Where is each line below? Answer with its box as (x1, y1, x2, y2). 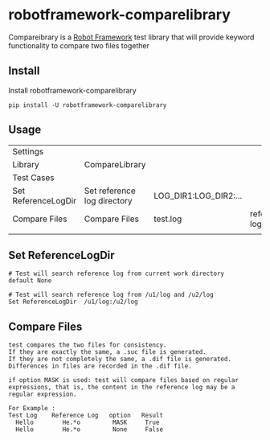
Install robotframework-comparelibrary (8, 85, 137, 95)
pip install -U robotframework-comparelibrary (8, 101, 167, 109)
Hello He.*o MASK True (15, 418, 160, 427)
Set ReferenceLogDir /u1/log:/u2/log (8, 298, 138, 306)
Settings (12, 146, 44, 157)
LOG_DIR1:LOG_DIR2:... (153, 190, 243, 201)
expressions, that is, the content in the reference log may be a (8, 384, 235, 392)
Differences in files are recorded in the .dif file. (8, 362, 193, 371)
